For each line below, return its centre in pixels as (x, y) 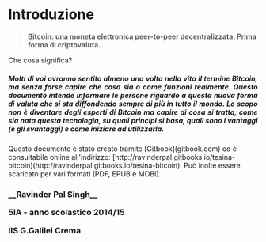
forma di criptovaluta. (64, 44)
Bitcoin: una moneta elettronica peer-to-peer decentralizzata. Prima (142, 36)
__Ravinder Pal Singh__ (53, 194)
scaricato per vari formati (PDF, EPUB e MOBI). (85, 174)
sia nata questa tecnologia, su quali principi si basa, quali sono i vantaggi (133, 120)
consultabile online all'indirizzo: (59, 157)
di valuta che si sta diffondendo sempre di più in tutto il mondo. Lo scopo (133, 104)
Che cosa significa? (40, 60)
